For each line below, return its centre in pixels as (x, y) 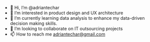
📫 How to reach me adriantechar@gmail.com (58, 34)
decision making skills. (33, 23)
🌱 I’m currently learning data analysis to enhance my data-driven (77, 18)
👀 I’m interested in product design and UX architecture (67, 13)
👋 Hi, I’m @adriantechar (35, 8)
